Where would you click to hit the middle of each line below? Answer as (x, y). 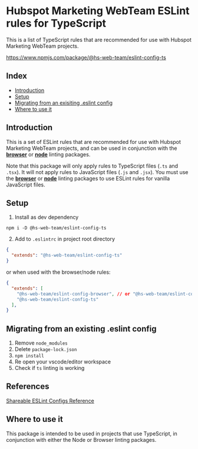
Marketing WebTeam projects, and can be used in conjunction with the (92, 148)
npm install (29, 356)
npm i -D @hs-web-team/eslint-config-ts (57, 228)
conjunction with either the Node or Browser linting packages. (81, 440)
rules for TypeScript (56, 23)
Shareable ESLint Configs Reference (50, 401)
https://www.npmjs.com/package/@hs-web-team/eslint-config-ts (86, 57)
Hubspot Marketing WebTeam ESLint (98, 11)
